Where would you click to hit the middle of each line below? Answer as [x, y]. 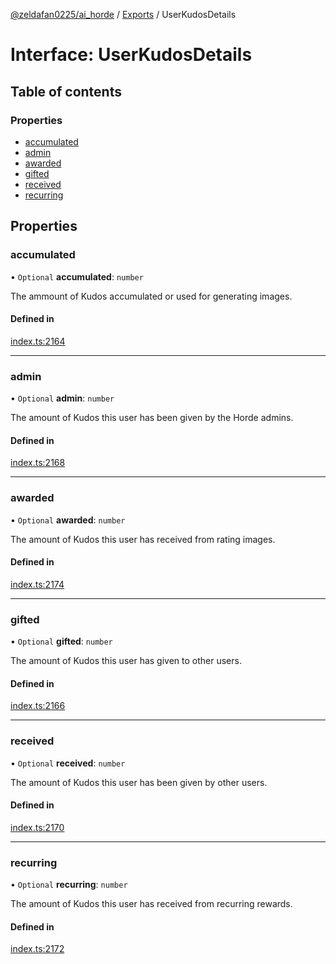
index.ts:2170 [37, 827]
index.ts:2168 [38, 463]
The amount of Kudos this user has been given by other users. [139, 782]
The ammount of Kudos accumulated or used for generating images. [151, 296]
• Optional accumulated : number [77, 276]
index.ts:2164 [38, 341]
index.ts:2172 [37, 949]
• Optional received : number [68, 763]
